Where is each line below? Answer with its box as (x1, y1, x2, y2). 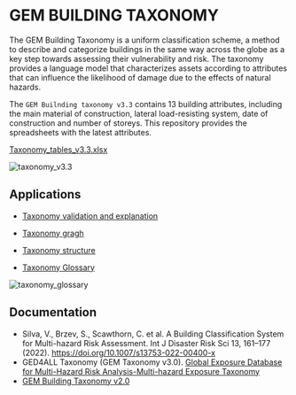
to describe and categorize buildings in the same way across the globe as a (9, 43, 285, 54)
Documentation (9, 305, 97, 320)
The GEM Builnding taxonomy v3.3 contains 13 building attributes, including (9, 98, 283, 109)
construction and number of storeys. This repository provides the (9, 117, 248, 128)
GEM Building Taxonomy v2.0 (21, 376, 130, 386)
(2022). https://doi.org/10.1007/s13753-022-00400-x (21, 347, 215, 358)
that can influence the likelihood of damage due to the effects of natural (9, 72, 272, 82)
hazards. (9, 81, 42, 92)
